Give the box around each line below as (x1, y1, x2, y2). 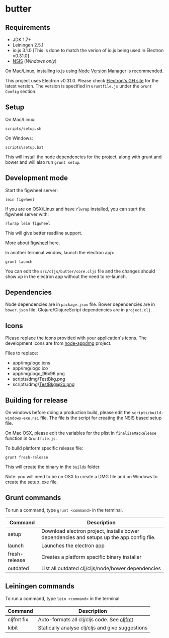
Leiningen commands (5, 582, 74, 590)
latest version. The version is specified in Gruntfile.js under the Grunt (5, 83, 152, 89)
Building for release (5, 396, 68, 404)
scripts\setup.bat (5, 145, 44, 150)
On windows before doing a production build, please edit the (5, 409, 131, 416)
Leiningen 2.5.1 (12, 42, 44, 48)
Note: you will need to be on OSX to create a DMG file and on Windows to (5, 474, 158, 480)
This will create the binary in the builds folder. (5, 464, 101, 470)
